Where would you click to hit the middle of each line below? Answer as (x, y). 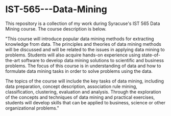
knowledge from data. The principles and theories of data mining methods (83, 44)
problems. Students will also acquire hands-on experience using (73, 55)
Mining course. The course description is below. (56, 28)
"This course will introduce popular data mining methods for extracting (80, 39)
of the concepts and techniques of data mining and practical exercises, (80, 97)
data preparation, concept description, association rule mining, (71, 86)
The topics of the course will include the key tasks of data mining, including (85, 81)
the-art (13, 60)
